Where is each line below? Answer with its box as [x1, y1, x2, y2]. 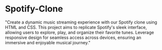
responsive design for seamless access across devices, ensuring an [5, 35, 142, 40]
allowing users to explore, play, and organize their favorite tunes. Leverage [5, 29, 154, 35]
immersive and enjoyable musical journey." [5, 39, 91, 45]
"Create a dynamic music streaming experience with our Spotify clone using [5, 19, 158, 25]
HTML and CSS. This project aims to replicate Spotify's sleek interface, [5, 24, 147, 30]
